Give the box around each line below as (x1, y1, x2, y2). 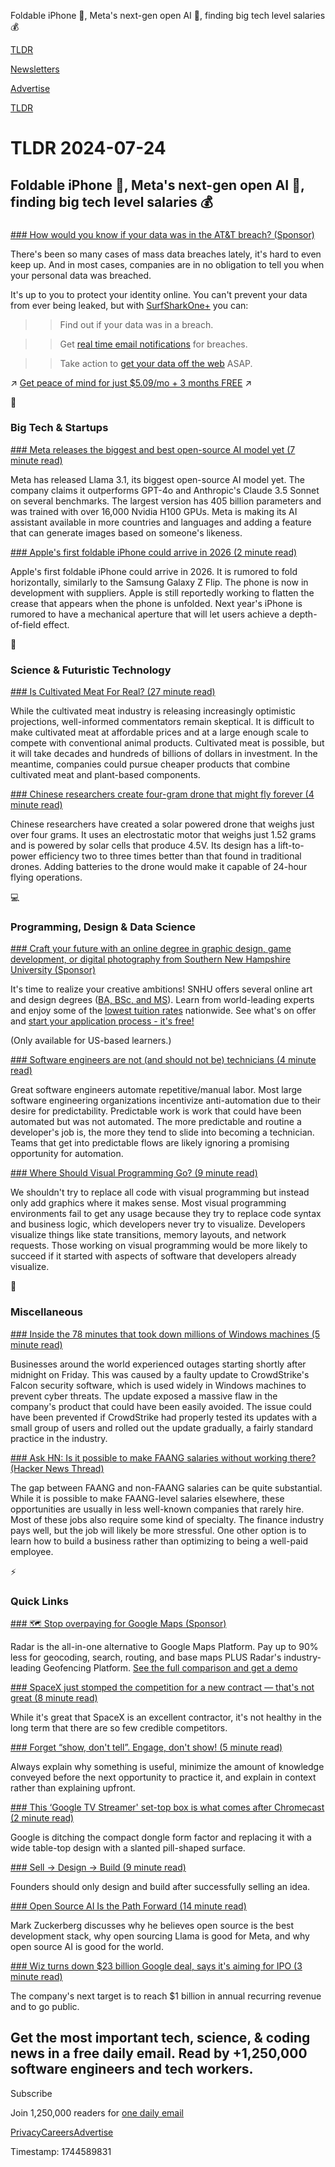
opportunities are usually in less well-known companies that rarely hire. (10, 1503, 305, 1515)
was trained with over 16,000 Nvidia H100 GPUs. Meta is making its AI (10, 505, 298, 517)
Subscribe (10, 2087, 53, 2099)
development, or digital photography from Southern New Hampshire (10, 953, 291, 965)
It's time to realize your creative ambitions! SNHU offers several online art (10, 983, 313, 995)
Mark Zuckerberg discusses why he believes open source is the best (10, 1919, 295, 1931)
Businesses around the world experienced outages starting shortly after (10, 1358, 307, 1370)
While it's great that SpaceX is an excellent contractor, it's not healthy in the (10, 1711, 323, 1723)
